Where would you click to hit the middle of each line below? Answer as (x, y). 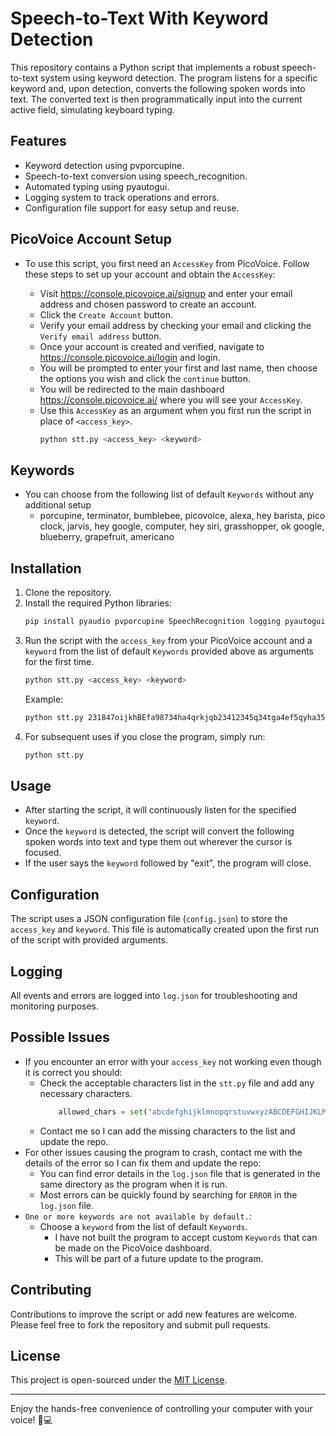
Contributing (51, 1290)
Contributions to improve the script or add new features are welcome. (154, 1314)
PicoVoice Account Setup (91, 239)
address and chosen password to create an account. (148, 304)
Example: (44, 699)
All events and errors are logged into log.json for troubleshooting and (154, 995)
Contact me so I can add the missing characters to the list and (167, 1131)
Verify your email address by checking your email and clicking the (175, 325)
